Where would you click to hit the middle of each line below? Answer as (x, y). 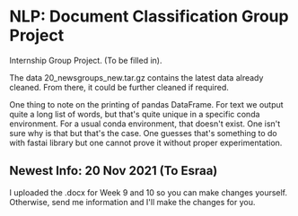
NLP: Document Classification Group (149, 17)
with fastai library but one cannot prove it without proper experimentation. (146, 143)
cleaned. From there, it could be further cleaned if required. (119, 87)
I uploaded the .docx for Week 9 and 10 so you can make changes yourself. (149, 192)
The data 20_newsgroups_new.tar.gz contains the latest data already (136, 77)
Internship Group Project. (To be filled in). (86, 60)
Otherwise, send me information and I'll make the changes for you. (132, 202)
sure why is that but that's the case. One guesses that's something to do (143, 133)
